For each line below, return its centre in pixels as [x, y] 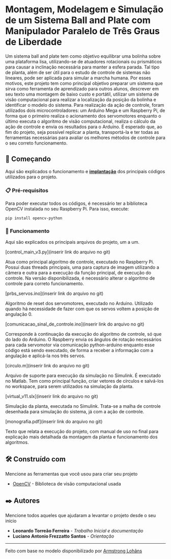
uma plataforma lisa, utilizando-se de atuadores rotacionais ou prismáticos [83, 61]
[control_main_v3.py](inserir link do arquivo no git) [58, 252]
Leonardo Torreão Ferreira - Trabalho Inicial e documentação [78, 530]
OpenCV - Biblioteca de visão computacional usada [67, 484]
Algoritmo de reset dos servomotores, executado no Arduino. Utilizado [79, 304]
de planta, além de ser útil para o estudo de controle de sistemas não [78, 72]
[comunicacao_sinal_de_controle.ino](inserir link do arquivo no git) [75, 324]
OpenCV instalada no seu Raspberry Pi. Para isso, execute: [67, 209]
